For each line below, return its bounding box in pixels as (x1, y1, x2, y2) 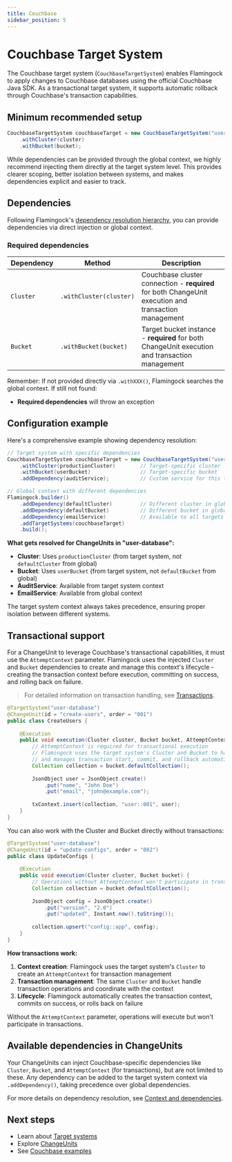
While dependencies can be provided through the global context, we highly (7, 155, 221, 163)
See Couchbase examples (17, 1147, 92, 1155)
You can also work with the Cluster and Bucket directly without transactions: (7, 826, 224, 834)
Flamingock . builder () (7, 494, 70, 501)
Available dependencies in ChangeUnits (7, 1040, 183, 1052)
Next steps (7, 1114, 55, 1126)
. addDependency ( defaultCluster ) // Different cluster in (19, 500, 212, 508)
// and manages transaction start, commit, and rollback (32, 756, 199, 763)
